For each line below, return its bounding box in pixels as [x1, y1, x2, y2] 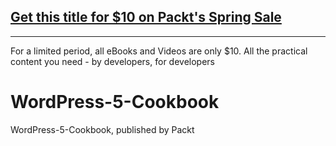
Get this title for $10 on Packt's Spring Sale [10, 9, 282, 26]
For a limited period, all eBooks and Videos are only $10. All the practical [10, 45, 308, 57]
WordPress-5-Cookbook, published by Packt [10, 123, 195, 135]
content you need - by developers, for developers [10, 55, 215, 67]
